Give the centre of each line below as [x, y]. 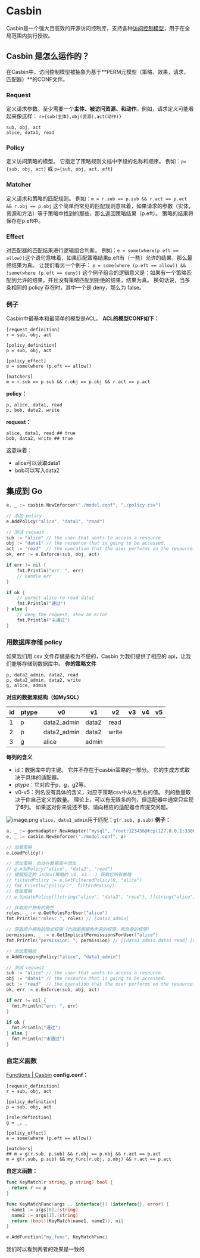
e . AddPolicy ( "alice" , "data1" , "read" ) [56, 521]
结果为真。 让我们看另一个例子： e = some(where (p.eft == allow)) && [99, 265]
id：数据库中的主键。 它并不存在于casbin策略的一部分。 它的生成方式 [100, 769]
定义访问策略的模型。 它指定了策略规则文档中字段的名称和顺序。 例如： [94, 161]
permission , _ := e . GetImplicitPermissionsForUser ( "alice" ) [82, 935]
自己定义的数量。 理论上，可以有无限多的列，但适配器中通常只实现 [112, 799]
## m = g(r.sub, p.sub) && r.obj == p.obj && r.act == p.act [84, 1154]
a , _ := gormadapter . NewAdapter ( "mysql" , [58, 831]
